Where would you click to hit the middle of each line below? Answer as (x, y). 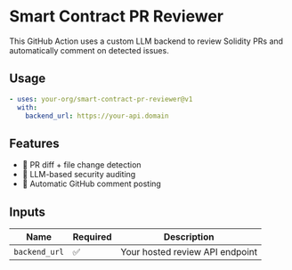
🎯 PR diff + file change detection (81, 165)
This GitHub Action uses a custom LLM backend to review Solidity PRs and (146, 41)
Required (92, 237)
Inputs (28, 212)
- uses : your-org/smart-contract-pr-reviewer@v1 (101, 99)
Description (189, 237)
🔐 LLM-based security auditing (79, 175)
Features (34, 143)
